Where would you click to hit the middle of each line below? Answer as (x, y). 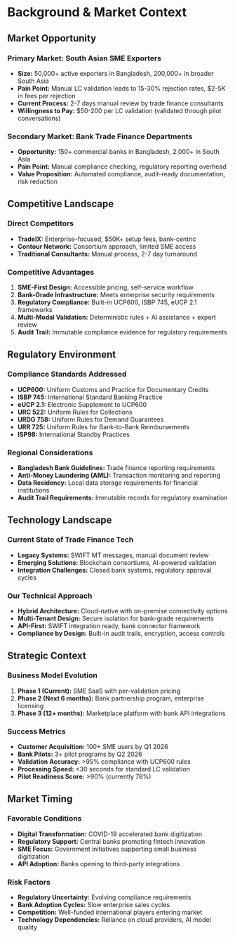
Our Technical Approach (50, 596)
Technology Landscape (60, 520)
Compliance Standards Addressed (67, 374)
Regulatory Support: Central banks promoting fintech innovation (111, 841)
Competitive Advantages (51, 272)
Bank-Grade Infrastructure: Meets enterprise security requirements (116, 295)
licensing (31, 705)
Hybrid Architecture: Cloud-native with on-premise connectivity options (122, 611)
